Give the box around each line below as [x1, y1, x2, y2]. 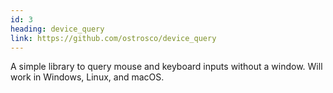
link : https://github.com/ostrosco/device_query [10, 33, 217, 43]
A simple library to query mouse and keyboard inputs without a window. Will [10, 61, 323, 73]
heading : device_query [10, 24, 105, 34]
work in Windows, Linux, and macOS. [10, 71, 165, 83]
